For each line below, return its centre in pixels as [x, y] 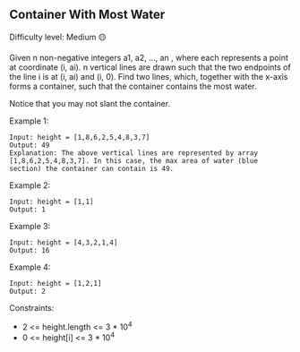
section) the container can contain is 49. [92, 168]
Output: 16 [30, 250]
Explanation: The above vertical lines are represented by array [133, 153]
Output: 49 [30, 145]
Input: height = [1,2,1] [56, 283]
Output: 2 [28, 291]
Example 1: [29, 121]
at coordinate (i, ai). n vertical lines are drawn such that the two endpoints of [150, 67]
